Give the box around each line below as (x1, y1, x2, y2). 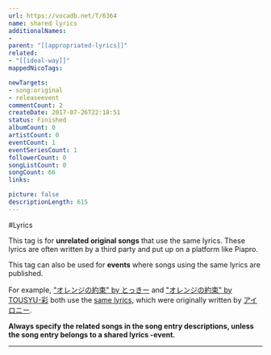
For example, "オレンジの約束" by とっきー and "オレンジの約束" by (8, 285, 232, 295)
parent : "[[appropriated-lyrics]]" (8, 42, 128, 50)
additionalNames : (8, 27, 67, 35)
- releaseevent (8, 93, 60, 101)
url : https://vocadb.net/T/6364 (8, 11, 117, 20)
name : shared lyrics (8, 19, 78, 27)
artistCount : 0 (8, 131, 60, 139)
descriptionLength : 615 (8, 198, 89, 206)
